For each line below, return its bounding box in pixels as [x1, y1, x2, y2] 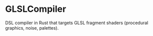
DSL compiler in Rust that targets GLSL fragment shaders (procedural [5, 20, 148, 26]
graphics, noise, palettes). [5, 25, 59, 31]
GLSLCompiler [5, 3, 66, 15]
